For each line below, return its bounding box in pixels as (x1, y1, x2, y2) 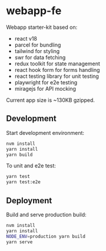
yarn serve (6, 239, 33, 245)
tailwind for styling (14, 47, 60, 54)
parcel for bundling (14, 41, 61, 48)
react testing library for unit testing (14, 72, 99, 80)
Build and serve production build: (6, 211, 87, 218)
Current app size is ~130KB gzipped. (6, 96, 95, 104)
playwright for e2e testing (14, 78, 78, 86)
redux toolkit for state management (14, 60, 100, 67)
